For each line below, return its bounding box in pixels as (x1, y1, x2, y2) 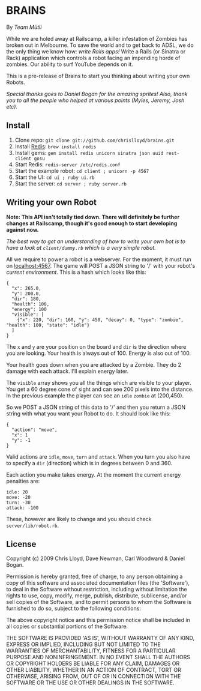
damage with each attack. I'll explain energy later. (6, 367, 129, 375)
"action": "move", (11, 427, 58, 433)
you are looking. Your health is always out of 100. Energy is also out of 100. (6, 349, 191, 357)
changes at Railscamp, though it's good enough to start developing (6, 220, 178, 227)
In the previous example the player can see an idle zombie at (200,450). (6, 391, 184, 399)
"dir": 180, (11, 295, 42, 302)
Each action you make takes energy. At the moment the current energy (6, 471, 181, 478)
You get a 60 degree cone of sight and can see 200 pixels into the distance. (6, 385, 194, 393)
